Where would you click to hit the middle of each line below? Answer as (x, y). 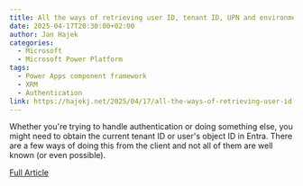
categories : (32, 43)
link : (19, 101)
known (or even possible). (58, 155)
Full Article (29, 173)
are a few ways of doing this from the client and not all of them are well (141, 146)
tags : (19, 68)
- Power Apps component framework (82, 76)
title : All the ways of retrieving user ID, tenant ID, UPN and (133, 18)
